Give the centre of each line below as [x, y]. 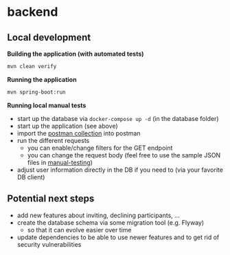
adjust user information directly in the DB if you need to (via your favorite [120, 170]
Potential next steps [51, 199]
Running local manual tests [47, 105]
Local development [49, 37]
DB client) [31, 177]
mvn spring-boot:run [37, 92]
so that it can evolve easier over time [79, 230]
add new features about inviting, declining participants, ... [98, 215]
